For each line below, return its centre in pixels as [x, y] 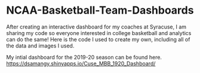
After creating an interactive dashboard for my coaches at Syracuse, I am [96, 27]
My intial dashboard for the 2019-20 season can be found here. [84, 57]
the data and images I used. [40, 46]
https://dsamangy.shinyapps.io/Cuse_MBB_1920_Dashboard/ [81, 64]
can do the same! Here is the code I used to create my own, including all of [98, 39]
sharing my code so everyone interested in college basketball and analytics [99, 33]
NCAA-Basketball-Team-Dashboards [100, 10]
